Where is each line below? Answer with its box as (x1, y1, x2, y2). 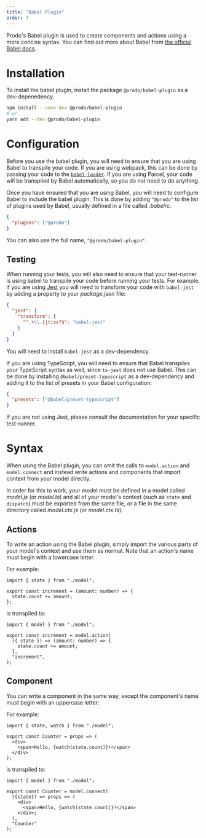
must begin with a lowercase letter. (6, 553, 95, 561)
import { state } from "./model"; (6, 577, 95, 583)
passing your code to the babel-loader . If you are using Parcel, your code (6, 170, 192, 178)
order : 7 (6, 15, 29, 21)
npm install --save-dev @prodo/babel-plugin (6, 105, 122, 111)
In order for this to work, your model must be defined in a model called (6, 487, 186, 494)
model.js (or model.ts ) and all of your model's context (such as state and (6, 493, 192, 501)
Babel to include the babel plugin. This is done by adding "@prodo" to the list (6, 196, 199, 203)
